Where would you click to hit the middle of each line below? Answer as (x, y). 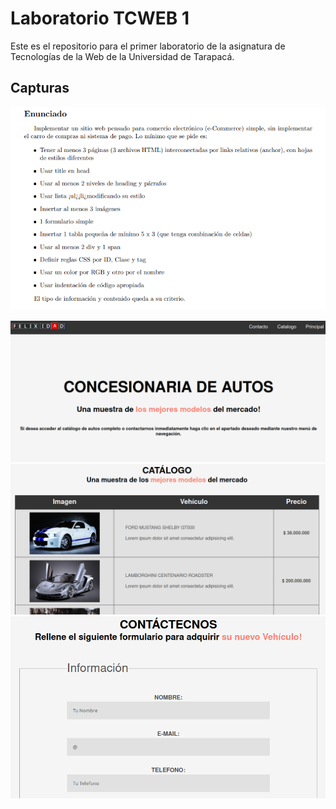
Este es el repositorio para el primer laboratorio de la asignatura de (148, 46)
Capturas (40, 88)
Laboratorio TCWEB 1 (100, 18)
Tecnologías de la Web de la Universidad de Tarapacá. (122, 56)
